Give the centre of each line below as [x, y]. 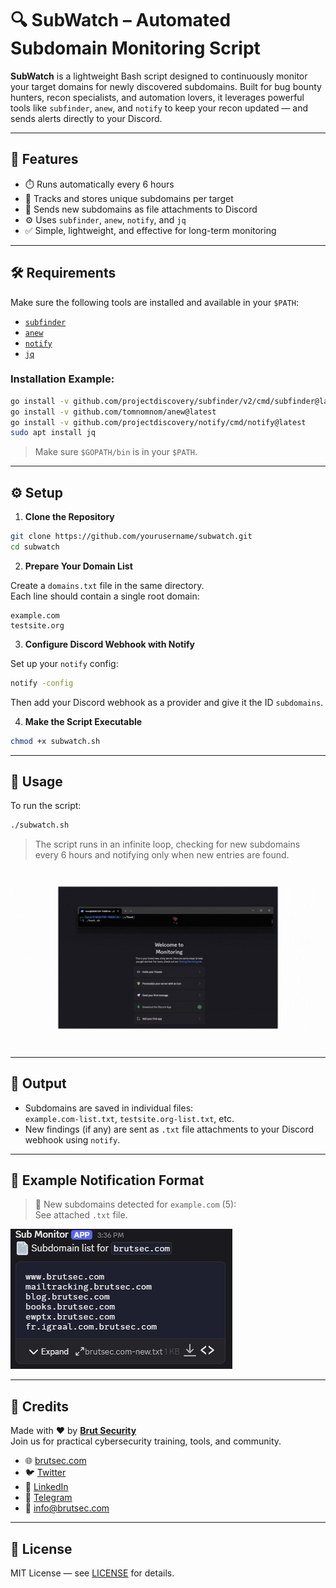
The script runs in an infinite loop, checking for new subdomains [167, 844]
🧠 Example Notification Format [107, 1180]
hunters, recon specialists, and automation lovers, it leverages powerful [157, 97]
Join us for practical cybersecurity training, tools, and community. [146, 1441]
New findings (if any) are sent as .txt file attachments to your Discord [169, 1129]
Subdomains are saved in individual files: [109, 1108]
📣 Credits [40, 1406]
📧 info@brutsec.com [67, 1508]
